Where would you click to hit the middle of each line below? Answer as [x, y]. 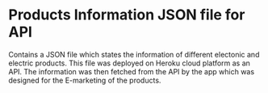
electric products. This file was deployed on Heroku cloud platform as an [129, 63]
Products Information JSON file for [127, 15]
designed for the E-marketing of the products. [85, 80]
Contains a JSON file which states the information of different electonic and [134, 54]
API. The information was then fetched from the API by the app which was [132, 71]
